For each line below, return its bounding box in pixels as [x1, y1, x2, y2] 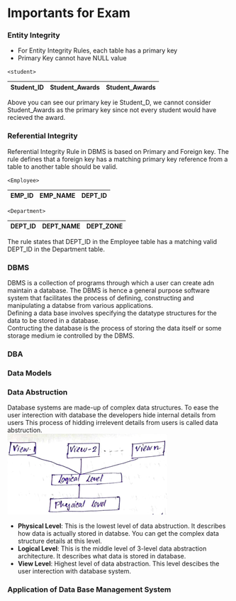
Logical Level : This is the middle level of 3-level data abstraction [17, 544, 207, 553]
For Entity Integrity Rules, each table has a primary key [17, 46, 178, 55]
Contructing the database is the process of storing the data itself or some [7, 324, 222, 333]
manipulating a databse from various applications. [7, 302, 154, 310]
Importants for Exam [7, 5, 131, 21]
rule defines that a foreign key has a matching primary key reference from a [7, 155, 228, 163]
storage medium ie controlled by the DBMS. [7, 331, 135, 340]
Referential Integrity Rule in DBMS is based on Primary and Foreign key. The [7, 147, 229, 155]
